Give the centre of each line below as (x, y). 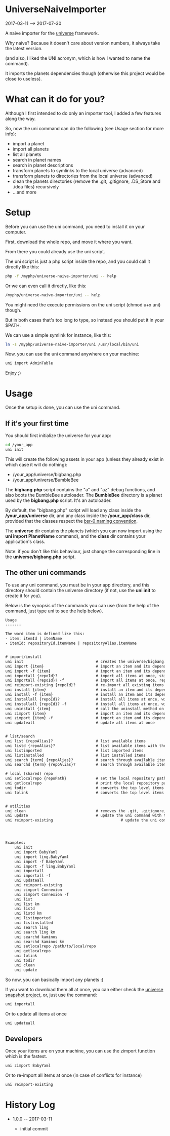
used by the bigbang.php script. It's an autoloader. (58, 500)
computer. (16, 232)
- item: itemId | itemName (34, 639)
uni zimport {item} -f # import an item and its (78, 718)
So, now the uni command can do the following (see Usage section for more (84, 128)
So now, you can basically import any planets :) (54, 980)
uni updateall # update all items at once (80, 723)
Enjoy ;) (13, 373)
